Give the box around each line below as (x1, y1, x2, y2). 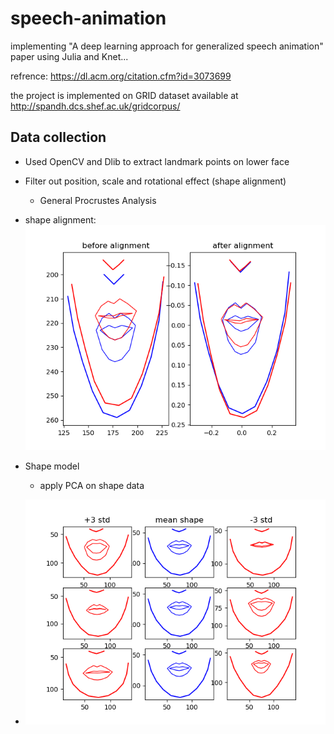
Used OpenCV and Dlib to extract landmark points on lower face (24, 155, 290, 167)
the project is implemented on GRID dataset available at (10, 89, 239, 101)
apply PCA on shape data (39, 479, 145, 491)
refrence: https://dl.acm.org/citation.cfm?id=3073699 (10, 70, 232, 82)
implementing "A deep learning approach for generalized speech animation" (10, 40, 324, 52)
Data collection (10, 129, 107, 146)
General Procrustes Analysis (39, 194, 157, 206)
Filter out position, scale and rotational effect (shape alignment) (24, 175, 287, 187)
